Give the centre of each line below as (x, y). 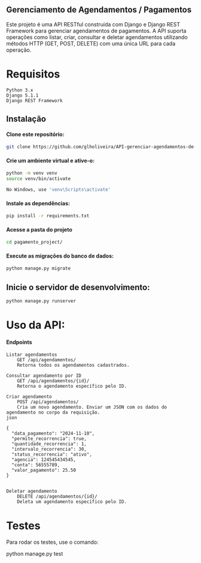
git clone (19, 147)
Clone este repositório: (35, 134)
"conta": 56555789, (36, 465)
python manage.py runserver (41, 301)
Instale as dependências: (38, 203)
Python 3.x (20, 90)
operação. (19, 50)
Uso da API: (36, 325)
